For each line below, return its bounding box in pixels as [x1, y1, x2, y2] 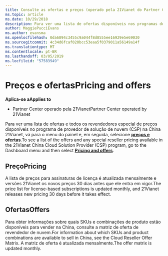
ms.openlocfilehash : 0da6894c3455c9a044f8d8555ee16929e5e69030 [5, 35, 140, 40]
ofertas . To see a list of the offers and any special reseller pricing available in [5, 137, 163, 143]
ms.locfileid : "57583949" [5, 58, 59, 63]
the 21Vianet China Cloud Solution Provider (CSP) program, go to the [5, 142, 146, 148]
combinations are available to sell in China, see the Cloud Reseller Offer [5, 235, 152, 241]
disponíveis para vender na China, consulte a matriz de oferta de [5, 224, 139, 230]
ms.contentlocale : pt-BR [5, 49, 57, 54]
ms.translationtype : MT [5, 44, 55, 49]
